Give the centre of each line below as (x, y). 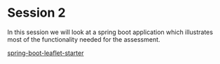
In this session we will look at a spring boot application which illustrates (110, 32)
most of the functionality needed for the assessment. (84, 39)
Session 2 (36, 13)
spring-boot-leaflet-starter (46, 53)
